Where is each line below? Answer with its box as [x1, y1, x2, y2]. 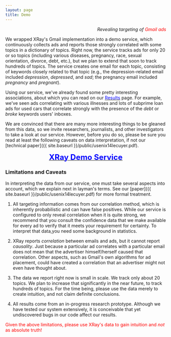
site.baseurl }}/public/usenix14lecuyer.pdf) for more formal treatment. [5, 191, 152, 197]
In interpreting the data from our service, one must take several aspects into [5, 180, 165, 186]
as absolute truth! [5, 327, 42, 333]
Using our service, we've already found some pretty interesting [5, 89, 138, 95]
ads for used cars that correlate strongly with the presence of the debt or [5, 105, 159, 111]
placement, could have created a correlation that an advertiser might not [12, 259, 165, 265]
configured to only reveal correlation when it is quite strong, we [12, 212, 146, 218]
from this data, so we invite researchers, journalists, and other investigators [5, 126, 164, 132]
